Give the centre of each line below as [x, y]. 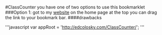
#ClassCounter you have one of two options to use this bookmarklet [75, 7]
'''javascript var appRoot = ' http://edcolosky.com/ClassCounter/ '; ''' [75, 27]
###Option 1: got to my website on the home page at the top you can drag [81, 12]
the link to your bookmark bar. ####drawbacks [54, 17]
